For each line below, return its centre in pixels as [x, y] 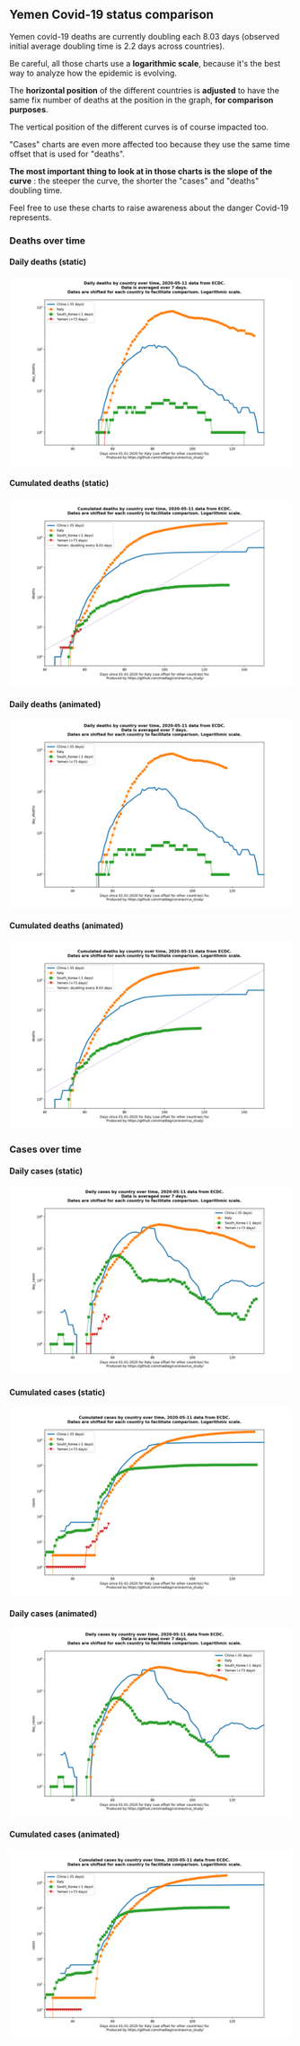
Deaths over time [48, 240]
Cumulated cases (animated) [65, 1834]
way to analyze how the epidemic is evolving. [93, 73]
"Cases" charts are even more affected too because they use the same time [150, 144]
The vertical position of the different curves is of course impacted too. [139, 127]
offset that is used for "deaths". [67, 154]
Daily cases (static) [46, 1171]
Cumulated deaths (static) [59, 483]
